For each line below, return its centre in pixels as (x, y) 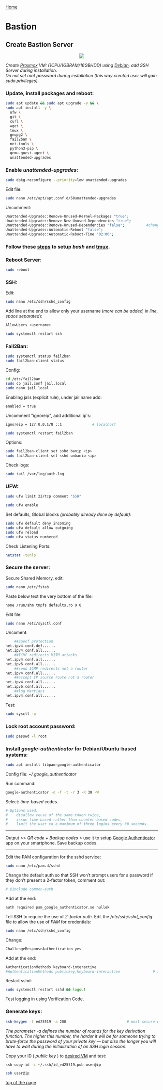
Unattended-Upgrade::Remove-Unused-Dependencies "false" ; (65, 225)
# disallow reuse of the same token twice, (53, 815)
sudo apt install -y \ (28, 108)
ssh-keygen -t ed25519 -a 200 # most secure (80, 1022)
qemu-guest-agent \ (30, 153)
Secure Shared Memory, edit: (35, 578)
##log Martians (30, 691)
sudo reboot (17, 270)
